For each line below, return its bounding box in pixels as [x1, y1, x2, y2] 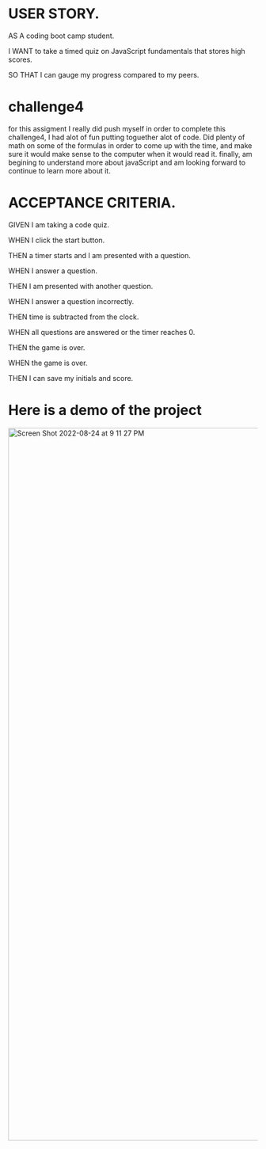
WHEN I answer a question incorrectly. [8, 296, 135, 306]
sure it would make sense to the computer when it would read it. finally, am [8, 149, 253, 158]
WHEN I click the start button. [8, 235, 105, 245]
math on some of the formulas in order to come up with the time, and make [8, 140, 253, 150]
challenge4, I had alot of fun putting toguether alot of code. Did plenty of [8, 132, 245, 142]
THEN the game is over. [8, 342, 85, 352]
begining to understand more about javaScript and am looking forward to [8, 158, 246, 167]
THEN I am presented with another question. [8, 281, 154, 291]
